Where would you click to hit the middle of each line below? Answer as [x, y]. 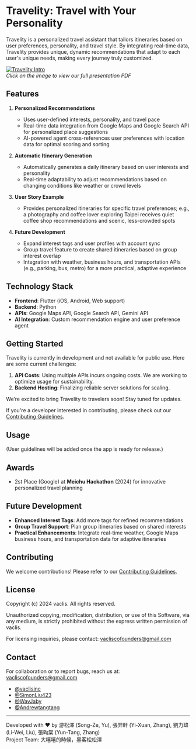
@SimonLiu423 [33, 695]
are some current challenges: [41, 364]
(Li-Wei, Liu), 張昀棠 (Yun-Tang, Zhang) [53, 733]
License [21, 590]
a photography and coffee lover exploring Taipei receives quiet [99, 214]
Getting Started [35, 344]
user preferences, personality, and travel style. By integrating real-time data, [98, 46]
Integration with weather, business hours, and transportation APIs [102, 262]
